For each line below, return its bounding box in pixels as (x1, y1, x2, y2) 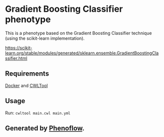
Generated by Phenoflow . (5, 124, 85, 132)
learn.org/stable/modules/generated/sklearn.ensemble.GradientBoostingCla (5, 50, 159, 56)
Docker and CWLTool (5, 82, 48, 88)
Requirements (5, 70, 49, 78)
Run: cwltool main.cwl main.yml (5, 110, 71, 116)
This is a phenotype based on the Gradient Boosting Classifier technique (5, 30, 152, 36)
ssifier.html (5, 55, 27, 61)
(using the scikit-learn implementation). (5, 35, 85, 41)
